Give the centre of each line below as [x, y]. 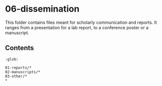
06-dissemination [42, 9]
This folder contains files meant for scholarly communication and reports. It [81, 22]
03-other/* [16, 76]
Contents [20, 48]
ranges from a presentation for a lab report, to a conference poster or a [77, 27]
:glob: [12, 59]
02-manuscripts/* [23, 72]
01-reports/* [18, 68]
